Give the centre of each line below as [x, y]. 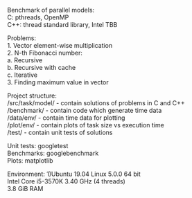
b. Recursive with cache [42, 67]
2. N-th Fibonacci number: [45, 53]
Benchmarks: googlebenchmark [53, 153]
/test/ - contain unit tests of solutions [60, 132]
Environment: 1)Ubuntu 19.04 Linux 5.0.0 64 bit [74, 174]
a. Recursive [25, 60]
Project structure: [32, 96]
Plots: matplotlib [30, 161]
